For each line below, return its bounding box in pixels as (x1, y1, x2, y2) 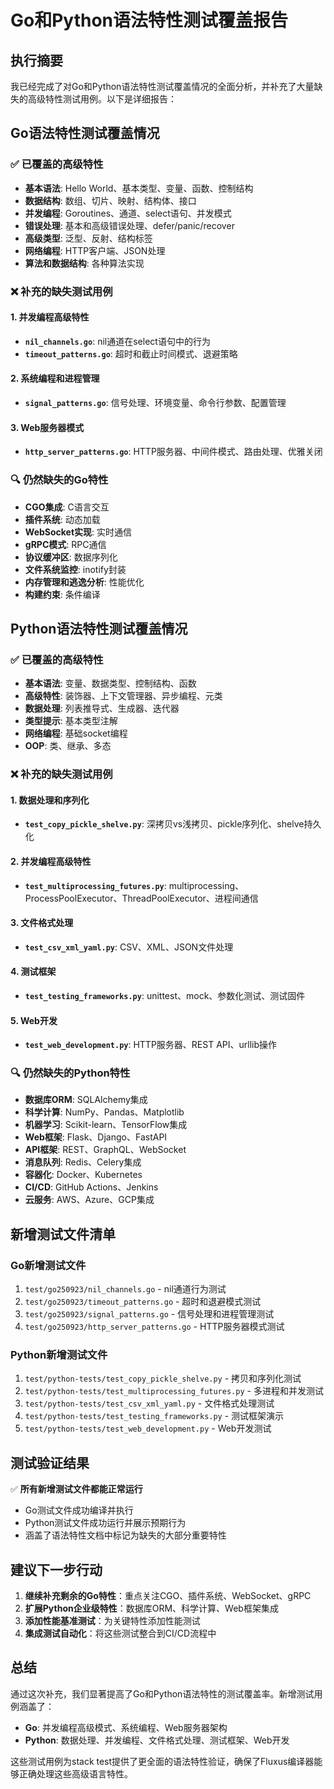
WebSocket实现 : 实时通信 (24, 526, 133, 538)
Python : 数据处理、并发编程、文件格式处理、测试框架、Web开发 (24, 1734, 290, 1746)
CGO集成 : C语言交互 (24, 501, 110, 513)
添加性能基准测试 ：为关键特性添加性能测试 (24, 1615, 201, 1627)
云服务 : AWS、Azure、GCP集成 (24, 1194, 155, 1206)
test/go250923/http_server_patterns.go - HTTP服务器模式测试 (24, 1321, 285, 1333)
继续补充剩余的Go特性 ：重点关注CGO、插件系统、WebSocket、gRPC (24, 1590, 312, 1602)
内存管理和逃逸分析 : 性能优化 (24, 576, 145, 588)
